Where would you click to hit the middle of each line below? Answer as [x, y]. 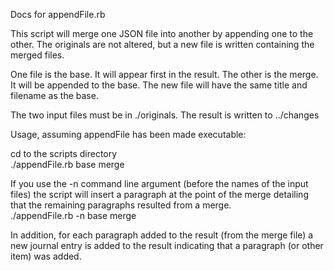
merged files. [37, 55]
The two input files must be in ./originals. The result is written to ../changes [165, 115]
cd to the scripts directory [64, 153]
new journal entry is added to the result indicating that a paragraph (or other [167, 245]
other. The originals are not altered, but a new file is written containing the [162, 44]
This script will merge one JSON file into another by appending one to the [162, 33]
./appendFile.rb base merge [67, 164]
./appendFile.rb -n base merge [73, 215]
